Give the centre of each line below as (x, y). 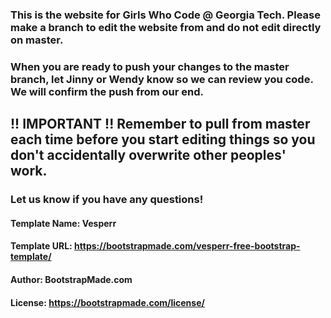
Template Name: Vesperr (63, 223)
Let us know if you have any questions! (107, 200)
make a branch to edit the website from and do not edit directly (166, 27)
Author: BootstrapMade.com (71, 279)
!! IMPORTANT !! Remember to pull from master (160, 124)
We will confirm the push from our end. (107, 91)
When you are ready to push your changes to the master (150, 66)
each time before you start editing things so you (163, 139)
